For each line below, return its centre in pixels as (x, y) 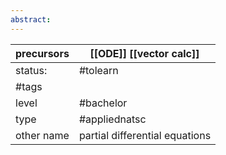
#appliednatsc (112, 119)
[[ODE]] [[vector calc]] (144, 53)
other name (42, 135)
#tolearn (98, 70)
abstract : (31, 19)
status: (31, 70)
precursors (42, 53)
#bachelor (103, 103)
